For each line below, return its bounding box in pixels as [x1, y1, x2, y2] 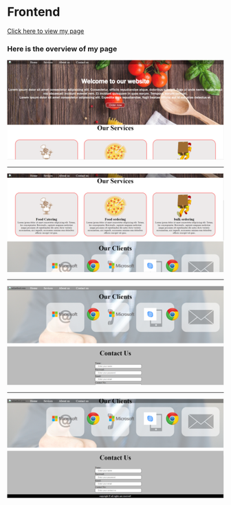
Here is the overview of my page [7, 44, 118, 54]
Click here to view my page [7, 27, 85, 35]
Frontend [7, 4, 60, 20]
